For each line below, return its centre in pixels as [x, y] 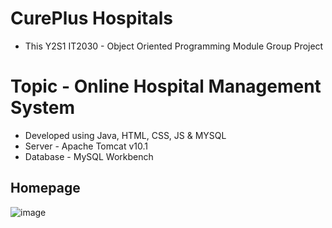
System [43, 108]
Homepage [45, 188]
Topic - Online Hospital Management [166, 86]
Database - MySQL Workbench [89, 156]
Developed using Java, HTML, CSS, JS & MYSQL [125, 135]
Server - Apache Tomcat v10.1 [86, 146]
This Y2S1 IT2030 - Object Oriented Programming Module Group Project [174, 46]
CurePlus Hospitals [91, 18]
